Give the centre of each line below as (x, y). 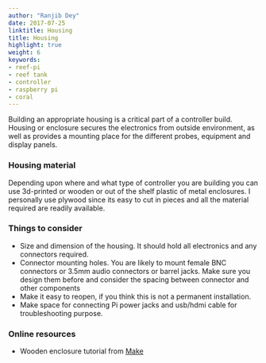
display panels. (33, 145)
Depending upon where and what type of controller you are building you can (133, 183)
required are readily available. (57, 208)
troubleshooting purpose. (61, 313)
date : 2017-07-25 (37, 23)
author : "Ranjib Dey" (44, 15)
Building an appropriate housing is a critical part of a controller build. (120, 119)
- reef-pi (25, 68)
